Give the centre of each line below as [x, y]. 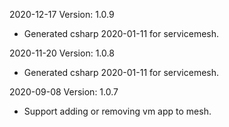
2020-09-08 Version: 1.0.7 [64, 92]
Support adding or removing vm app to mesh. [117, 111]
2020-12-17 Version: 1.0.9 [62, 14]
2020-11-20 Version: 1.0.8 [62, 53]
